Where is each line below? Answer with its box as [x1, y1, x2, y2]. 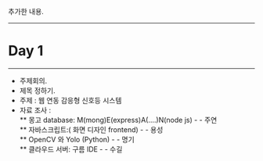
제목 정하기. [19, 85, 56, 95]
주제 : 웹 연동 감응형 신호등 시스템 [19, 95, 122, 105]
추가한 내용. [8, 7, 45, 16]
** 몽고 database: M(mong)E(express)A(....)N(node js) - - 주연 [19, 115, 218, 124]
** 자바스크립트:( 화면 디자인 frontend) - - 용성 [19, 124, 164, 134]
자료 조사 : [19, 105, 52, 115]
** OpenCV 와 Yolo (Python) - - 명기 [19, 134, 135, 144]
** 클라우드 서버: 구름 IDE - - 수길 [19, 144, 123, 154]
